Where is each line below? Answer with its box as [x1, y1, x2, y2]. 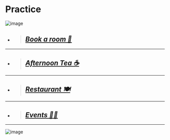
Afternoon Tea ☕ [25, 59, 79, 67]
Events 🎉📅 [25, 111, 58, 119]
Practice [5, 4, 41, 15]
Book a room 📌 [25, 35, 72, 44]
